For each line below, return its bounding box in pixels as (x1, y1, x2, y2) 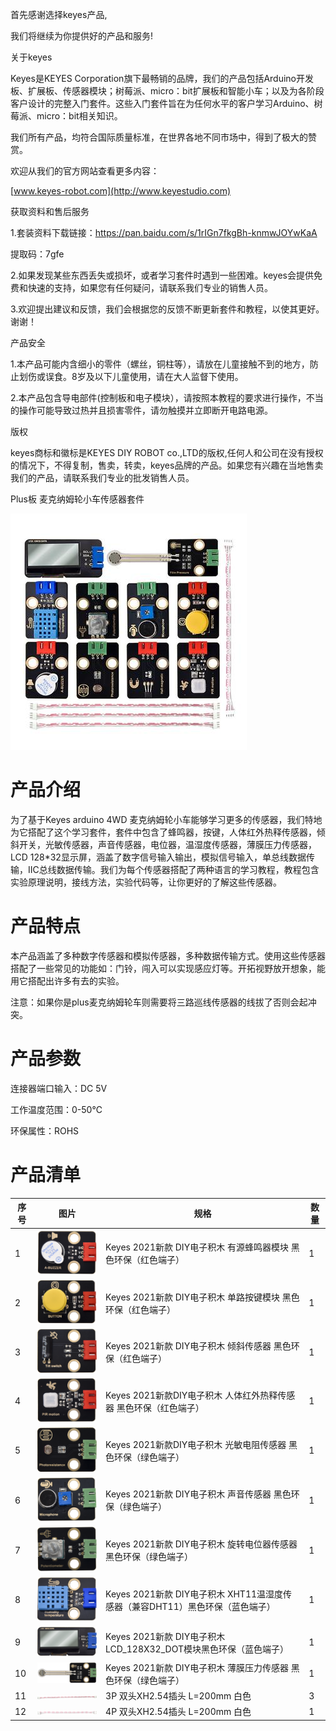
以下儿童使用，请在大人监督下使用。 (94, 371, 244, 382)
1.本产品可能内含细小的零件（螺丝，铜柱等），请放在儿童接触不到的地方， (10, 358, 310, 370)
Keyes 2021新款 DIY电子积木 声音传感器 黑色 (105, 1488, 292, 1500)
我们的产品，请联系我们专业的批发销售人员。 (10, 472, 195, 483)
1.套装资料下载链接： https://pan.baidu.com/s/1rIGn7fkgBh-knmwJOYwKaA (10, 227, 318, 238)
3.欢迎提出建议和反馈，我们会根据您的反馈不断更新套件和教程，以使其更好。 (10, 303, 325, 315)
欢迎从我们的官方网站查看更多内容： (10, 165, 160, 177)
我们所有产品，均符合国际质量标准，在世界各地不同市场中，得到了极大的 (10, 131, 308, 143)
